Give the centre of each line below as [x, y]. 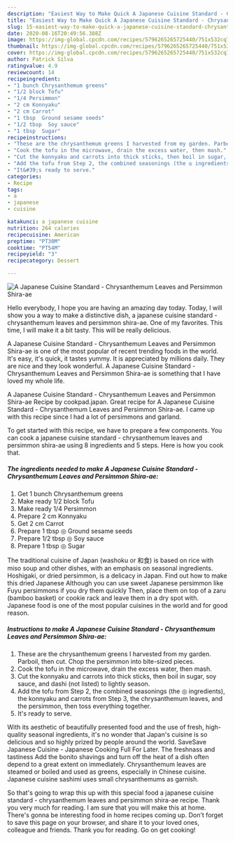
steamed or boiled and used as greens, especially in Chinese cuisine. [107, 772]
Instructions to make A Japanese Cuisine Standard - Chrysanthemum [111, 629]
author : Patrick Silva [40, 60]
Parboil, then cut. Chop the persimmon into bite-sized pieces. [106, 661]
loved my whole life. [36, 381]
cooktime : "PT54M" [34, 248]
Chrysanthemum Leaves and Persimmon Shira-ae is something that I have [114, 373]
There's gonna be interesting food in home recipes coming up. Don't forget [115, 815]
